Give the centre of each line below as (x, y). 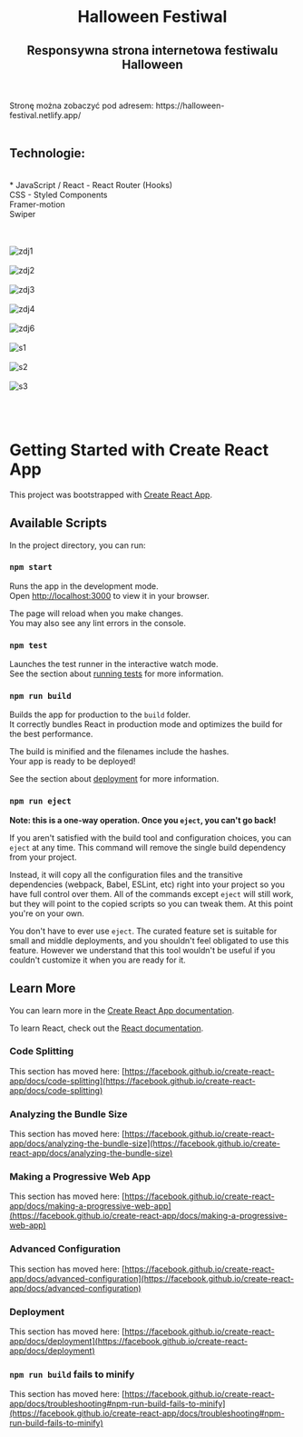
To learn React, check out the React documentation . (107, 1028)
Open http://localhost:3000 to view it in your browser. (110, 595)
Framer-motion (37, 204)
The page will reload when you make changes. (97, 613)
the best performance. (51, 734)
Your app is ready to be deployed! (73, 762)
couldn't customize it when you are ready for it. (98, 960)
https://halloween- (190, 105)
